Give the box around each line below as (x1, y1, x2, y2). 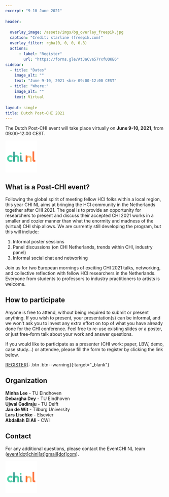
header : (5, 19, 22, 24)
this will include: (5, 229, 39, 235)
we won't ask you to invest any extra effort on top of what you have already (5, 320, 163, 326)
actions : (10, 46, 28, 51)
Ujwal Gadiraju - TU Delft (5, 401, 59, 407)
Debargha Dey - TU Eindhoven (5, 395, 70, 402)
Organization (5, 377, 47, 385)
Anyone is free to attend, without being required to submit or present (5, 309, 149, 315)
